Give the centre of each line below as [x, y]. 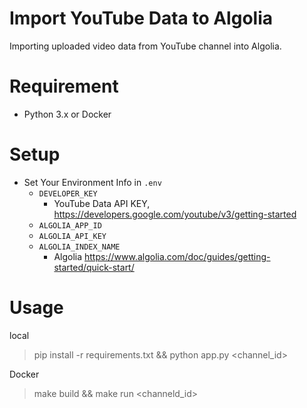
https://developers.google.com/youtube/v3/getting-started [175, 214]
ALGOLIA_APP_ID [70, 225]
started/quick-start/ [94, 267]
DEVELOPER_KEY [68, 193]
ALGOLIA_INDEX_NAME [79, 247]
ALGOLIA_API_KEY [72, 236]
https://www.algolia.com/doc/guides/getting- [177, 256]
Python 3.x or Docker [67, 114]
